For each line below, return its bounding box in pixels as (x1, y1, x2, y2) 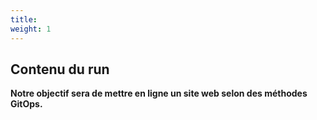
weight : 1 (10, 24, 52, 34)
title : (10, 14, 38, 25)
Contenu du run (10, 61, 110, 78)
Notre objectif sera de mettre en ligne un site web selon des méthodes (10, 87, 308, 100)
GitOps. (10, 98, 43, 110)
